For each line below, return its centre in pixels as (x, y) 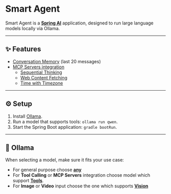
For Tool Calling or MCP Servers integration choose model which (81, 175)
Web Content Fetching (44, 77)
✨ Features (23, 49)
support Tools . (28, 181)
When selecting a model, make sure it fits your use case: (65, 160)
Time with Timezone (42, 83)
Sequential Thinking (41, 72)
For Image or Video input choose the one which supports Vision (80, 186)
